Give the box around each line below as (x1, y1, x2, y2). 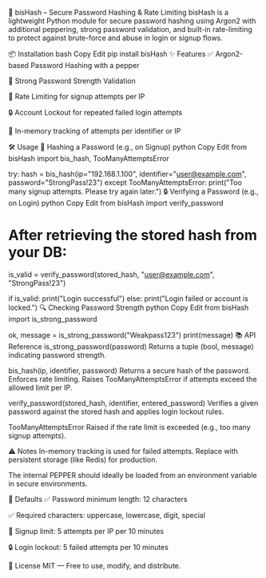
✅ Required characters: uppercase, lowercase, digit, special (8, 510, 206, 520)
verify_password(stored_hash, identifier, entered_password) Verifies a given (8, 398, 259, 407)
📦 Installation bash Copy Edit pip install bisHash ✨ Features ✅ (8, 49, 214, 58)
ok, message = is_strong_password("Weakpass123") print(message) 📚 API (8, 330, 256, 339)
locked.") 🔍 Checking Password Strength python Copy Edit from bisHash (8, 303, 249, 312)
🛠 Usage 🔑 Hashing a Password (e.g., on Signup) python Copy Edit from (8, 142, 248, 151)
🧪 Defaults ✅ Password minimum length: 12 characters (8, 494, 188, 504)
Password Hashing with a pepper (30, 61, 140, 70)
